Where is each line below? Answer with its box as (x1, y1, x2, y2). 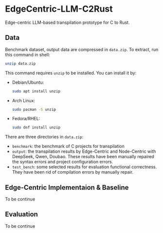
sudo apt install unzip (12, 89, 61, 93)
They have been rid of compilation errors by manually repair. (12, 169, 134, 175)
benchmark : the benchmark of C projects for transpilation (12, 143, 125, 149)
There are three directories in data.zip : (5, 134, 84, 140)
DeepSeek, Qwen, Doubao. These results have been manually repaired (12, 154, 154, 160)
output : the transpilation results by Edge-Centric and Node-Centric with (12, 148, 156, 154)
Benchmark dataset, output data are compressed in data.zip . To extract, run (5, 46, 159, 52)
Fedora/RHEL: (12, 116, 40, 122)
